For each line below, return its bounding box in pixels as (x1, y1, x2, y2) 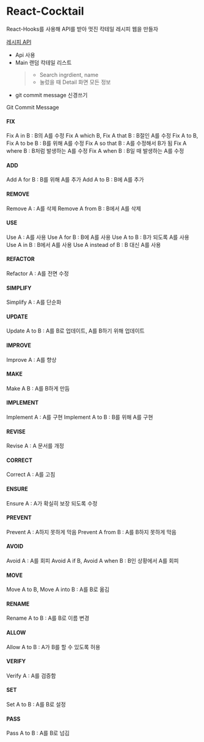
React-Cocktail (6, 4, 84, 18)
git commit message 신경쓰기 (15, 91, 88, 98)
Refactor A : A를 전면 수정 (6, 270, 69, 277)
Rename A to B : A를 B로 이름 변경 (6, 614, 90, 622)
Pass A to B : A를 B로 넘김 (6, 729, 70, 737)
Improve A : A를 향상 (6, 356, 57, 363)
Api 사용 (15, 51, 35, 59)
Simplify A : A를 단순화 (6, 298, 62, 306)
